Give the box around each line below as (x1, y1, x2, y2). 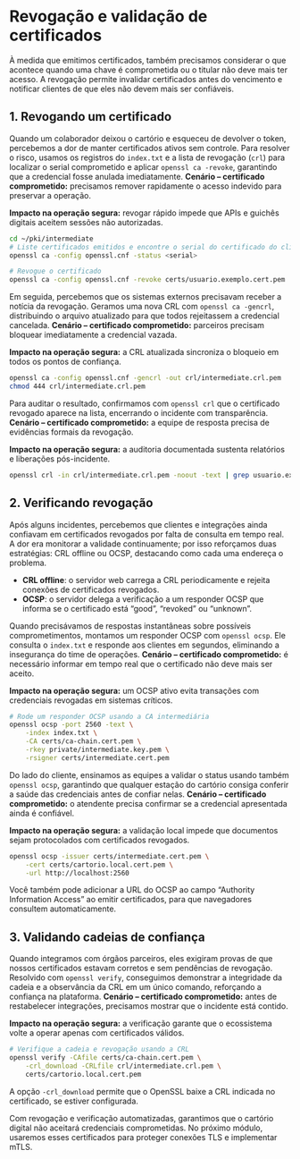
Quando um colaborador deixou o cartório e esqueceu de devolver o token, (9, 132, 287, 144)
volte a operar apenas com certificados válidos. (9, 1028, 185, 1038)
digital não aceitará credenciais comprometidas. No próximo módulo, (9, 1122, 263, 1133)
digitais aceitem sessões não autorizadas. (9, 216, 163, 227)
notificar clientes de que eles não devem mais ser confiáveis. (9, 83, 235, 94)
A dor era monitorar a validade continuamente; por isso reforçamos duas (9, 538, 277, 549)
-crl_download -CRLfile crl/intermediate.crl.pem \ (25, 1062, 221, 1070)
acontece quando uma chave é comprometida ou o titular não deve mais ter (9, 64, 288, 75)
